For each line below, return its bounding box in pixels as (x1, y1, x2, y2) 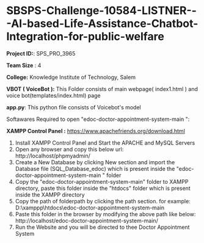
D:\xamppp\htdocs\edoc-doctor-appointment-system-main (15, 204, 165, 211)
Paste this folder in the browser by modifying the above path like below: (15, 210, 196, 217)
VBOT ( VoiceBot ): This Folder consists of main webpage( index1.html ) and (6, 85, 199, 92)
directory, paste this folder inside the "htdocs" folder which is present (15, 184, 191, 192)
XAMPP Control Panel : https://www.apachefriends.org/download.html (6, 127, 185, 134)
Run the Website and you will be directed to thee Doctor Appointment (15, 223, 190, 231)
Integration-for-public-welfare (6, 30, 165, 43)
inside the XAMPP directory (15, 190, 85, 198)
